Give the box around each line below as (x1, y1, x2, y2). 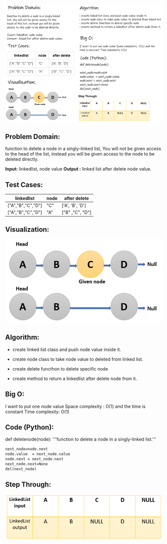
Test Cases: (5, 180, 43, 189)
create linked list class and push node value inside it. (12, 346, 121, 352)
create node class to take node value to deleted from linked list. (12, 356, 143, 362)
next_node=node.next (5, 446, 48, 451)
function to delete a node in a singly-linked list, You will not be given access (5, 145, 161, 151)
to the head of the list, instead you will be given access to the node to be (5, 151, 155, 157)
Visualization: (5, 225, 49, 233)
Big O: (5, 390, 25, 398)
